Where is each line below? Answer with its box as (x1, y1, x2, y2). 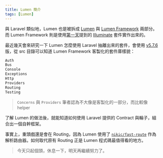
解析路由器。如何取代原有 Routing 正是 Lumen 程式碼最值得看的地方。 (5, 137, 146, 143)
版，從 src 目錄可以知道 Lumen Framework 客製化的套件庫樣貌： (5, 48, 135, 54)
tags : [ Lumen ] (5, 12, 34, 17)
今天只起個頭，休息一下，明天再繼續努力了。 (17, 147, 107, 154)
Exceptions (5, 72, 27, 77)
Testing (5, 90, 21, 95)
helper (17, 104, 30, 110)
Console (5, 67, 21, 72)
